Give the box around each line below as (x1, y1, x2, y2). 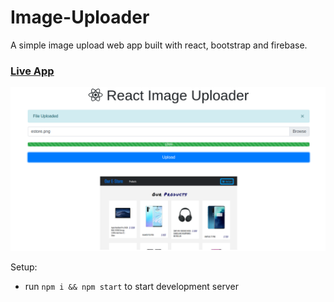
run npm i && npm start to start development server (24, 281, 239, 293)
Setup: (10, 261, 38, 273)
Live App (10, 64, 55, 78)
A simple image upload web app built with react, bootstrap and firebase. (10, 39, 308, 51)
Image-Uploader (10, 6, 150, 29)
